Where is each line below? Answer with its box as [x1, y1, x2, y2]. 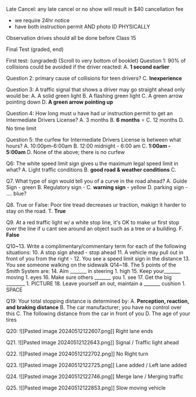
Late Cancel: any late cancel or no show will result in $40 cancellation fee [6, 6, 184, 12]
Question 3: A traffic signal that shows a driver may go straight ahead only [6, 86, 185, 93]
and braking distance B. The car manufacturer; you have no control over [6, 304, 182, 310]
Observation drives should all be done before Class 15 [6, 35, 136, 41]
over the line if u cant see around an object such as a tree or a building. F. [6, 225, 184, 232]
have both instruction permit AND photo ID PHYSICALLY [14, 23, 150, 30]
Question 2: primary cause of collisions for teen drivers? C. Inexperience [6, 75, 183, 81]
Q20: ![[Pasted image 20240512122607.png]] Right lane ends [6, 328, 153, 334]
